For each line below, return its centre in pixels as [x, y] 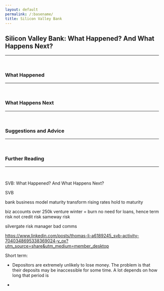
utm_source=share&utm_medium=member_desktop [57, 246]
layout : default [21, 10]
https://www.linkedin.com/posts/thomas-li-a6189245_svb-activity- [72, 236]
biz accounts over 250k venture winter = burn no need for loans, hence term [82, 212]
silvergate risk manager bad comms [41, 226]
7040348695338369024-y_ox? [37, 241]
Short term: [17, 256]
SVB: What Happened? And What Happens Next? [55, 183]
